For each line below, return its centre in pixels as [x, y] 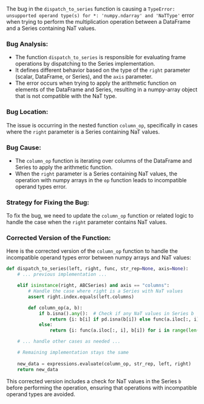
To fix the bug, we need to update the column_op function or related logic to [100, 216]
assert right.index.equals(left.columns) [81, 297]
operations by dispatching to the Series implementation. [85, 64]
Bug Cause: [24, 147]
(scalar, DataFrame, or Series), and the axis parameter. [84, 77]
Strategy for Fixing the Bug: [48, 202]
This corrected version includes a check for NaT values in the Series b [94, 381]
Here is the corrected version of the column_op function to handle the [92, 251]
